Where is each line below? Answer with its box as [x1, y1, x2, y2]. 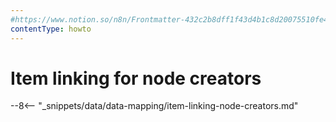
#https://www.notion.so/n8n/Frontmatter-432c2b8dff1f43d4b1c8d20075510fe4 [10, 14, 329, 25]
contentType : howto [10, 24, 92, 34]
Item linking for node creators [10, 67, 262, 90]
